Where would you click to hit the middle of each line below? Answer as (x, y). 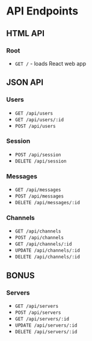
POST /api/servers (38, 313)
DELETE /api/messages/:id (47, 203)
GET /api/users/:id (39, 120)
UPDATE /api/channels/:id (47, 251)
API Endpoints (42, 11)
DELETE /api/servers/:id (46, 332)
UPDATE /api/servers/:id (46, 326)
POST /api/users (35, 126)
